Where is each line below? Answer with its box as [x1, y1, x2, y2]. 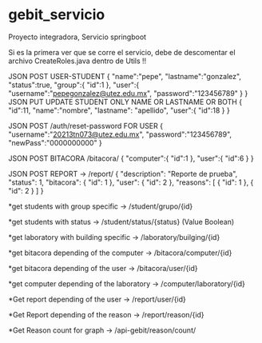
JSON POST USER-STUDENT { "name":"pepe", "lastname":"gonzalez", [8, 71, 242, 81]
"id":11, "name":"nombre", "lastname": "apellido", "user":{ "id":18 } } [8, 106, 230, 115]
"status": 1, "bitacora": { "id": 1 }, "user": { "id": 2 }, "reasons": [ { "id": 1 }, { [8, 177, 254, 187]
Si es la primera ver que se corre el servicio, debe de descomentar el [8, 47, 236, 57]
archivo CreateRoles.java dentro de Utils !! [8, 56, 147, 66]
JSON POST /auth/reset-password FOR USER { [8, 121, 164, 130]
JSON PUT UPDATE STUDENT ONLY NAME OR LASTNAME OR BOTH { [8, 97, 242, 106]
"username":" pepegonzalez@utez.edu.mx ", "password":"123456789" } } [8, 88, 248, 98]
